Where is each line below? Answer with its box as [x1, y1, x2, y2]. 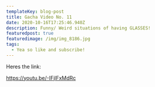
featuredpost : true [6, 31, 54, 36]
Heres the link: [6, 63, 41, 70]
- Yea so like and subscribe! [11, 47, 85, 53]
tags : [6, 42, 19, 48]
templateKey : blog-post [6, 8, 65, 15]
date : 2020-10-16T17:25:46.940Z [6, 19, 85, 25]
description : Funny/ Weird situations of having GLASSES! [6, 25, 151, 31]
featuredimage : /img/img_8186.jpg [6, 36, 91, 42]
